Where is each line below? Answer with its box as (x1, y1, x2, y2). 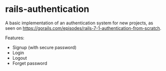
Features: (5, 35, 25, 41)
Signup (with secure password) (12, 44, 77, 50)
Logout (12, 55, 27, 61)
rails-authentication (5, 3, 89, 15)
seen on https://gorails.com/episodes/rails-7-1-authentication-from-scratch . (5, 25, 162, 31)
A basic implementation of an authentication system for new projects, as (5, 20, 154, 26)
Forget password (12, 60, 47, 66)
